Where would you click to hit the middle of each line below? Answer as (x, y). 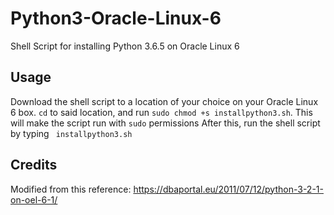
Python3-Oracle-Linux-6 (116, 18)
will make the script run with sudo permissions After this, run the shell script (165, 123)
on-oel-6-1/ (34, 199)
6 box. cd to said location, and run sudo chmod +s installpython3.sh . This (161, 112)
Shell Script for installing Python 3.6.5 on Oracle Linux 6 (125, 46)
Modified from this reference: (71, 189)
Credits (34, 165)
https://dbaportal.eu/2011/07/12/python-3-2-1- (228, 189)
